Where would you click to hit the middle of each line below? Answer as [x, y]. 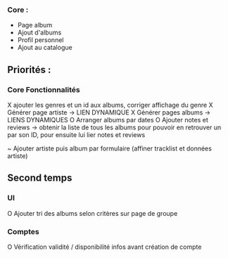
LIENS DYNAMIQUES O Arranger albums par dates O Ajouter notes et [108, 120]
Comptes [24, 231]
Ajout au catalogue [45, 48]
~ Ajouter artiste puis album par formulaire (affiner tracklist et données [110, 148]
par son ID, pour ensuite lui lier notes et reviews [76, 134]
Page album [35, 25]
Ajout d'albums [39, 32]
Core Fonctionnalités [44, 89]
